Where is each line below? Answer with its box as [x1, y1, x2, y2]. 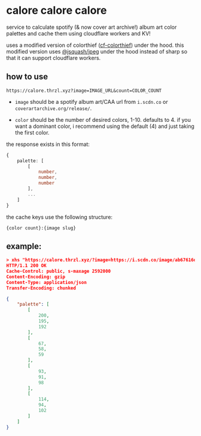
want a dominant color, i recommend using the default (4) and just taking [14, 123, 194, 130]
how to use [6, 71, 48, 82]
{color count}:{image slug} [6, 225, 77, 231]
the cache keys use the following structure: [6, 213, 112, 220]
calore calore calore [6, 4, 107, 17]
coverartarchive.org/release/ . [14, 104, 92, 112]
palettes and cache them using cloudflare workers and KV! [6, 29, 151, 37]
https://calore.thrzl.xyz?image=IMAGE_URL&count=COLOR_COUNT [6, 88, 162, 94]
